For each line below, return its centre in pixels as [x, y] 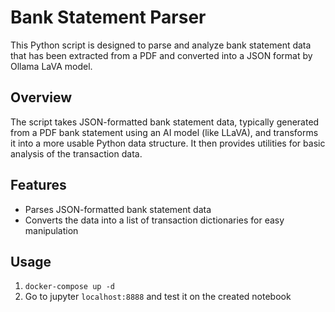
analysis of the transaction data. [76, 153]
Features [38, 185]
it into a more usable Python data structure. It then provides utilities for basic [168, 143]
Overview [41, 97]
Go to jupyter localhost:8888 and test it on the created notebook [158, 297]
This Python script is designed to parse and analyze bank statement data [161, 45]
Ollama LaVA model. [51, 66]
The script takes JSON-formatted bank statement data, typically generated [165, 122]
